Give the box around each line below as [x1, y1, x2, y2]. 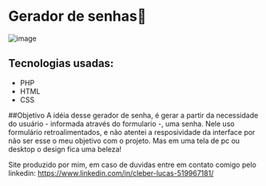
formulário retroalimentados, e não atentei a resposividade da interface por [8, 127, 256, 137]
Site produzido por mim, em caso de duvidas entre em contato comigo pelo [8, 160, 257, 169]
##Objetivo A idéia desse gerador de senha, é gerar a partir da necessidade [8, 110, 259, 120]
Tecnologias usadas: [8, 57, 114, 70]
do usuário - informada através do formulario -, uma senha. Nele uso [8, 119, 235, 129]
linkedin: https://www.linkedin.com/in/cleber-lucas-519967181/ [8, 168, 214, 178]
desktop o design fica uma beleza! [8, 144, 122, 154]
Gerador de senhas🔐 [8, 7, 147, 26]
